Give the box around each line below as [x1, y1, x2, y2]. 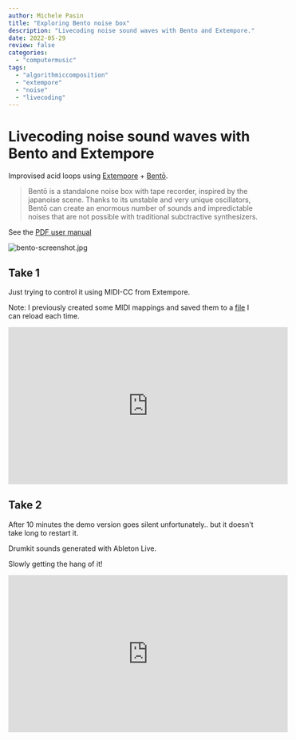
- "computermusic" [15, 57, 77, 65]
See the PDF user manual [8, 228, 92, 237]
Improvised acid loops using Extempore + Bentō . [8, 171, 168, 180]
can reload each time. [8, 311, 80, 320]
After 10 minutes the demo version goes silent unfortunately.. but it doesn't [8, 520, 254, 529]
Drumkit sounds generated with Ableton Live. [8, 544, 157, 553]
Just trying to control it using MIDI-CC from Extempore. [8, 287, 191, 296]
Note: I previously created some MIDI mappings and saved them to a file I [8, 303, 250, 312]
